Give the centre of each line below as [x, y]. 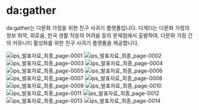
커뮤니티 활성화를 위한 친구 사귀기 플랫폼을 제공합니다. [76, 43]
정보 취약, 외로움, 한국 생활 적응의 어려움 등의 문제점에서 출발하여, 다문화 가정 [97, 35]
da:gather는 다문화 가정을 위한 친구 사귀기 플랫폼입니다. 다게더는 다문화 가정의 [98, 28]
